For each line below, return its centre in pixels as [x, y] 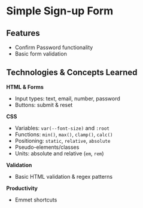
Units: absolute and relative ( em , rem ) [59, 153]
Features [23, 33]
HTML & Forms [25, 87]
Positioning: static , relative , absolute [63, 140]
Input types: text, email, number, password [68, 98]
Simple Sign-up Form [60, 11]
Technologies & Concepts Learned [72, 73]
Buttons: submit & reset [44, 105]
